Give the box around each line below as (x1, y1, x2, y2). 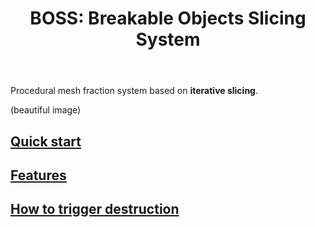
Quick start (10, 133, 82, 150)
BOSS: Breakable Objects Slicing (29, 7, 307, 30)
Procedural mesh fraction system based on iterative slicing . (10, 85, 259, 97)
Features (10, 167, 67, 184)
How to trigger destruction (10, 201, 180, 218)
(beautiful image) (10, 104, 82, 116)
